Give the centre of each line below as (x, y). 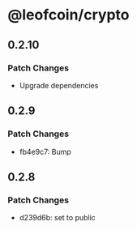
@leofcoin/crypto (68, 15)
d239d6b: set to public (58, 218)
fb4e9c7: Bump (45, 151)
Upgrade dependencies (59, 85)
